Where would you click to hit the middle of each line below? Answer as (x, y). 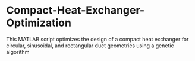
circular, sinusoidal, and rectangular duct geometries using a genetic (90, 46)
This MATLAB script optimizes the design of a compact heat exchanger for (97, 39)
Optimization (39, 23)
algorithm (18, 52)
